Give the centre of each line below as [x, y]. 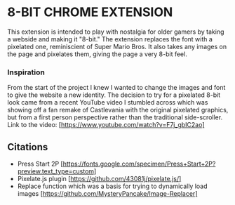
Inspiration [26, 72]
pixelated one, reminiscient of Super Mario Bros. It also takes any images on [117, 46]
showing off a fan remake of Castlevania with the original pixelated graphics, [118, 110]
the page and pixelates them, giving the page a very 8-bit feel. [97, 54]
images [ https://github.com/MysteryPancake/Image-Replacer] [107, 194]
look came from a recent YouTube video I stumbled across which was [108, 102]
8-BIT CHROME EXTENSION [90, 12]
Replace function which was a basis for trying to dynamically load [113, 186]
